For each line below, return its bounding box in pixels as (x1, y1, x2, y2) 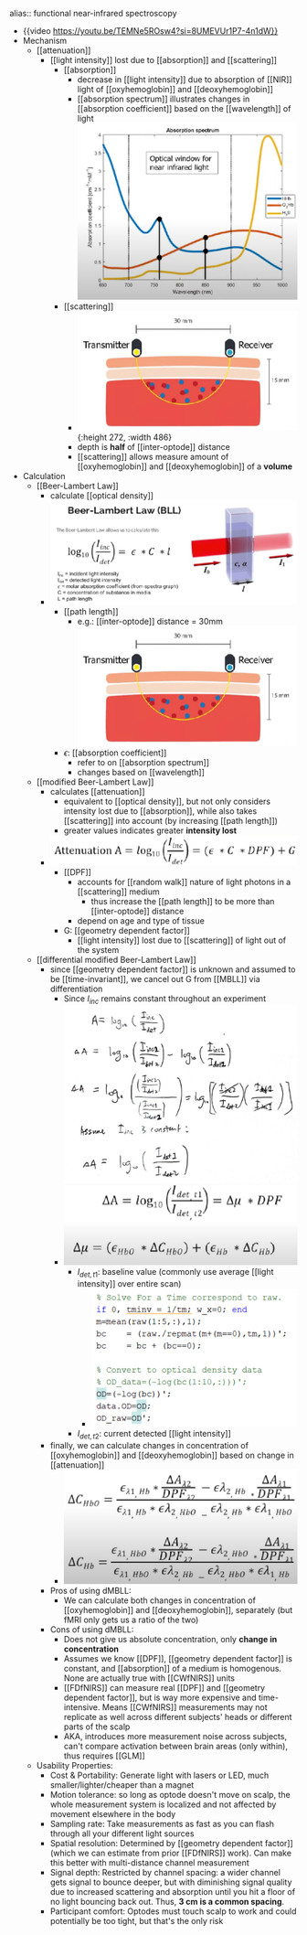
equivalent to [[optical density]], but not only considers (63, 796, 271, 807)
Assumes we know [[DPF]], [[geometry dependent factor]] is (63, 1652, 292, 1663)
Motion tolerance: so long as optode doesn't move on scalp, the (49, 1789, 291, 1800)
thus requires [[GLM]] (63, 1750, 146, 1761)
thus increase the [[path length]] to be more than (90, 895, 275, 906)
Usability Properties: (36, 1759, 113, 1770)
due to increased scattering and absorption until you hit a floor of (49, 1886, 295, 1897)
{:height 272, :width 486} (77, 432, 172, 443)
